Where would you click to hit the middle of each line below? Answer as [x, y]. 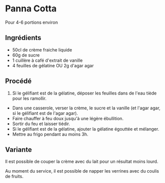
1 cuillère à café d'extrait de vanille [47, 60]
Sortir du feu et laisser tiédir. [41, 124]
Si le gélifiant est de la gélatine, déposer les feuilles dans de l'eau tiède [84, 93]
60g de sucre [26, 55]
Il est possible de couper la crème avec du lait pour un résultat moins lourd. [82, 162]
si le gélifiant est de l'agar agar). [45, 113]
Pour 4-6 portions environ [32, 22]
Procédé [19, 81]
